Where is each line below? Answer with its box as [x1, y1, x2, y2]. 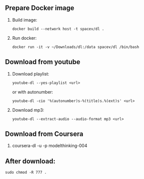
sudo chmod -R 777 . [5, 170, 47, 175]
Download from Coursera [5, 130, 84, 138]
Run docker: [12, 35, 37, 41]
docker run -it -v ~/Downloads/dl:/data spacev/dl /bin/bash [12, 44, 140, 50]
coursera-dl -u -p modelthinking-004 [12, 143, 87, 149]
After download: [5, 157, 56, 165]
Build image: [12, 17, 38, 23]
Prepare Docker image [5, 4, 75, 12]
